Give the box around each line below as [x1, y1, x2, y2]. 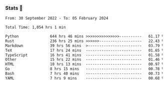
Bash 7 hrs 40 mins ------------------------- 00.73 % [5, 71, 164, 76]
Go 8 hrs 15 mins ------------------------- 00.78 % [5, 66, 164, 71]
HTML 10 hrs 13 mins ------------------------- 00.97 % [5, 62, 164, 67]
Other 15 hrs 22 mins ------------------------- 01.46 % [5, 57, 164, 62]
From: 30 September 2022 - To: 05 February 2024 [5, 16, 108, 21]
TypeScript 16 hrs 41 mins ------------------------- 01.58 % [5, 52, 164, 57]
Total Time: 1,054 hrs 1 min [5, 25, 66, 30]
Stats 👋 [5, 4, 23, 11]
